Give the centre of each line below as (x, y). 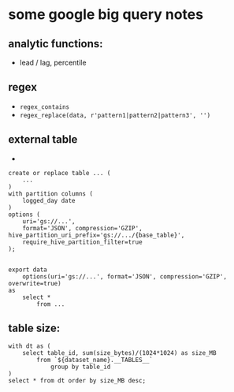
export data (28, 270)
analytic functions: (56, 44)
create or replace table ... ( (59, 173)
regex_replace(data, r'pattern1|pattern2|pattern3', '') (115, 115)
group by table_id (80, 367)
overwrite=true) (35, 283)
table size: (34, 329)
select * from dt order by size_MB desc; (77, 381)
